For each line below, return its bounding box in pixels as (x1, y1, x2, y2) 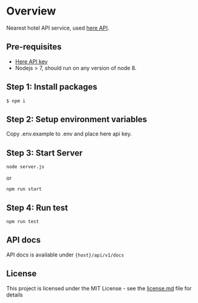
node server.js (6, 164, 45, 170)
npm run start (6, 186, 42, 192)
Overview (6, 4, 56, 18)
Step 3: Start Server (6, 148, 83, 158)
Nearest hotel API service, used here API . (6, 24, 110, 31)
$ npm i (6, 98, 26, 104)
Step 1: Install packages (6, 82, 97, 92)
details (6, 291, 23, 298)
